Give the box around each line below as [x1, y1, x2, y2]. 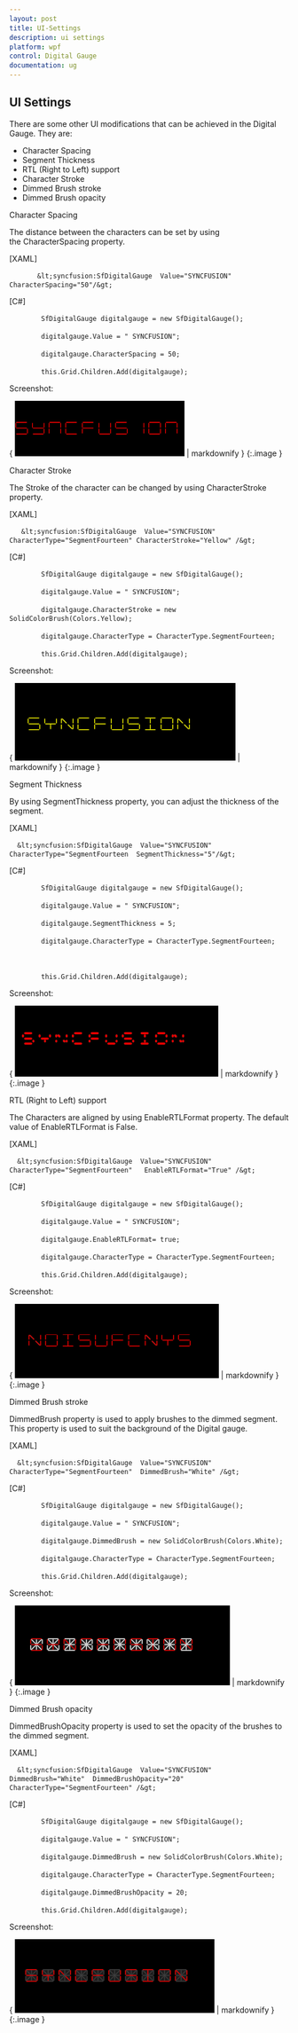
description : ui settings [9, 33, 105, 42]
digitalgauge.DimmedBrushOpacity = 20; [41, 1888, 189, 1897]
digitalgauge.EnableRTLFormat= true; [41, 1235, 180, 1244]
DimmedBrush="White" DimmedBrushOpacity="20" [9, 1774, 184, 1783]
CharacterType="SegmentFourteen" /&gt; [9, 1783, 157, 1792]
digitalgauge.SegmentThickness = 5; [41, 919, 176, 928]
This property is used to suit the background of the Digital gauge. [9, 1423, 248, 1433]
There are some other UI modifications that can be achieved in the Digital [9, 118, 277, 129]
